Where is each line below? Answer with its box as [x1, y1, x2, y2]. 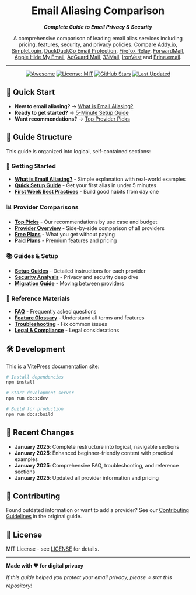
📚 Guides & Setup [6, 252, 58, 260]
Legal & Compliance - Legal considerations [14, 326, 120, 333]
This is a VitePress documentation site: [6, 363, 100, 370]
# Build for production [6, 406, 64, 412]
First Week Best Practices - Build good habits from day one [14, 188, 159, 195]
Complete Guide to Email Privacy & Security [43, 23, 153, 30]
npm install [6, 379, 35, 386]
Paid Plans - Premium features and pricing [14, 237, 117, 244]
